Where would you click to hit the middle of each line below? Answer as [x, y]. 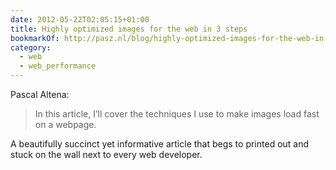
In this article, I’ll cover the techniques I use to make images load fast [177, 114]
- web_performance [58, 66]
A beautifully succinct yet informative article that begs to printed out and [160, 144]
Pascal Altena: [40, 94]
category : [31, 47]
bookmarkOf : [35, 38]
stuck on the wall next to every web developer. [106, 154]
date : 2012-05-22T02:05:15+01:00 [80, 19]
